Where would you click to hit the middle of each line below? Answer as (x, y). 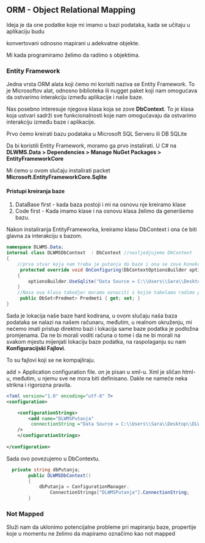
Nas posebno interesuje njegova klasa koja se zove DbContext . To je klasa (100, 109)
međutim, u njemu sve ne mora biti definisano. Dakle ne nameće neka (100, 378)
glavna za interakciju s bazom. (44, 236)
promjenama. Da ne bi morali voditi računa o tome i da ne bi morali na (94, 335)
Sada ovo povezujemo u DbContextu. (53, 459)
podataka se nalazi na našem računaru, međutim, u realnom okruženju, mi (99, 322)
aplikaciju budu (25, 31)
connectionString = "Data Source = (75, 424)
